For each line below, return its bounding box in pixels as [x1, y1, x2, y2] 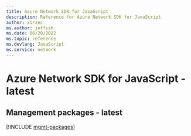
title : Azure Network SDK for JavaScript [6, 8, 109, 15]
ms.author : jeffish [6, 25, 54, 31]
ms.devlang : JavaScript [6, 42, 64, 47]
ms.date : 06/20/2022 [6, 30, 57, 36]
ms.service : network [6, 47, 57, 53]
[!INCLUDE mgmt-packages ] [6, 123, 75, 130]
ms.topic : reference [6, 36, 57, 42]
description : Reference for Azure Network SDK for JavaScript [6, 14, 161, 20]
